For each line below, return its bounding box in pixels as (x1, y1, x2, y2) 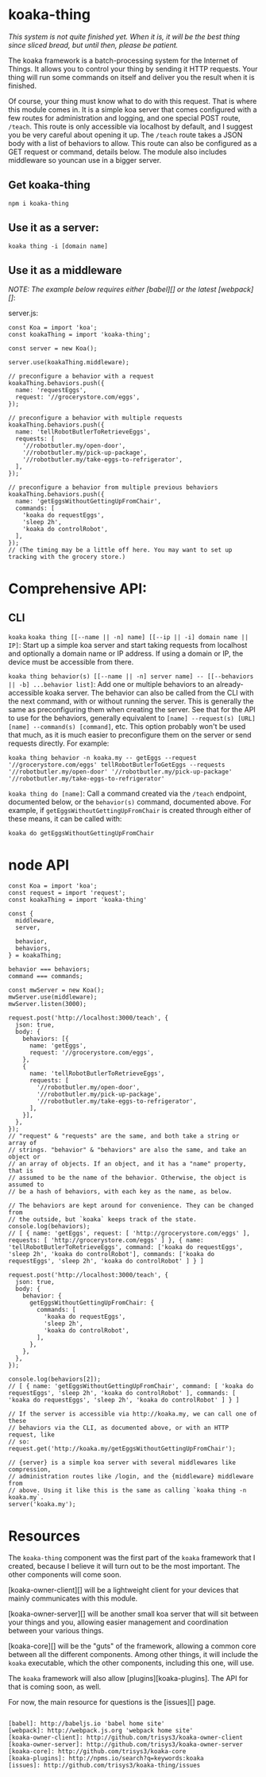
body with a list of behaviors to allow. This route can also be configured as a (8, 138, 257, 148)
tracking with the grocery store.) (8, 553, 126, 561)
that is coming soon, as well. (8, 1682, 102, 1692)
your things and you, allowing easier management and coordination (8, 1617, 229, 1627)
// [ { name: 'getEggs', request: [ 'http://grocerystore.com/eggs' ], (8, 1229, 250, 1238)
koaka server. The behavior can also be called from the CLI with (44, 688, 254, 698)
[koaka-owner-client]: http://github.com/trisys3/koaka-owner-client (8, 1733, 244, 1742)
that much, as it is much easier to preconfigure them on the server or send (8, 730, 252, 740)
